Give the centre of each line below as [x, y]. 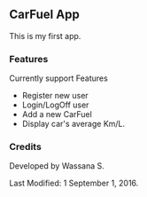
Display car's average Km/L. [73, 124]
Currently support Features [58, 78]
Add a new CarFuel [57, 114]
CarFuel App [44, 15]
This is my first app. [45, 35]
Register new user [55, 96]
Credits [25, 147]
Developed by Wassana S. [57, 166]
